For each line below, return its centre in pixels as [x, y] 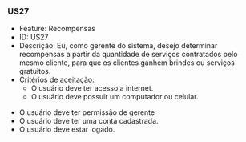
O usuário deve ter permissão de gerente [87, 112]
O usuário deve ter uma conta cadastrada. [89, 121]
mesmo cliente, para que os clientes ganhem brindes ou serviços [127, 63]
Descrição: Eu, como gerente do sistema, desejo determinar [118, 46]
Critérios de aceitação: [56, 80]
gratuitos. [35, 71]
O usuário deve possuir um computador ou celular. [115, 97]
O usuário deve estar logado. [67, 129]
